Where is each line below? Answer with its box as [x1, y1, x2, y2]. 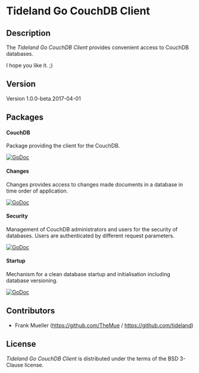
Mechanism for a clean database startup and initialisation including [6, 271, 171, 278]
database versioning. [6, 277, 58, 285]
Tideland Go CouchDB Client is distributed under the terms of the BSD [6, 354, 179, 362]
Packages [6, 112, 43, 123]
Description [6, 28, 51, 38]
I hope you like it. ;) [6, 62, 53, 69]
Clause [6, 361, 24, 368]
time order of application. [6, 187, 69, 194]
